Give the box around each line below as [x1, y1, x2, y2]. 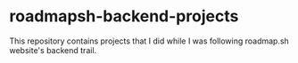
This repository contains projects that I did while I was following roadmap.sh [9, 35, 290, 46]
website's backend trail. [9, 44, 97, 55]
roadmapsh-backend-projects [9, 6, 239, 27]
